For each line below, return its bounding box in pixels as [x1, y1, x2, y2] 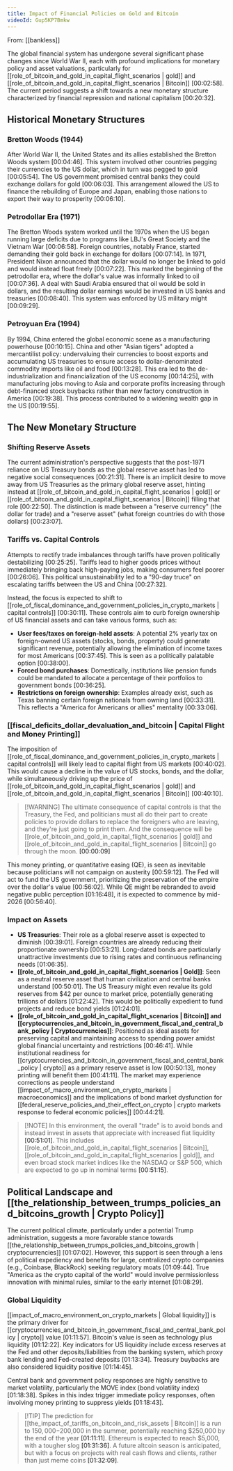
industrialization [7, 371, 54, 380]
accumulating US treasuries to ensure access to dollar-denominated [7, 357, 203, 365]
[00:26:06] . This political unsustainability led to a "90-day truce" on [7, 572, 202, 581]
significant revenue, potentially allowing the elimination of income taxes [17, 644, 223, 652]
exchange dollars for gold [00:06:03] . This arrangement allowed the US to [7, 180, 220, 188]
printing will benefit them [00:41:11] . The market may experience [17, 1071, 202, 1079]
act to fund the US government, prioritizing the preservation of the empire [7, 876, 219, 884]
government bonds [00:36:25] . [17, 681, 106, 689]
